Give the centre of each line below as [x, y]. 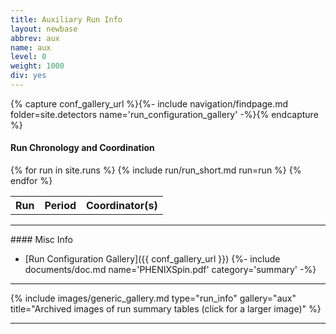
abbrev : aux [35, 38]
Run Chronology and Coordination [82, 148]
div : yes [28, 76]
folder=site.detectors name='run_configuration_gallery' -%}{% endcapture [164, 114]
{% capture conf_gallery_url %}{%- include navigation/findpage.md [149, 103]
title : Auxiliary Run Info [66, 19]
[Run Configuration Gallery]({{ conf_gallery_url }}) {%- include [152, 259]
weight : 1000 [37, 66]
